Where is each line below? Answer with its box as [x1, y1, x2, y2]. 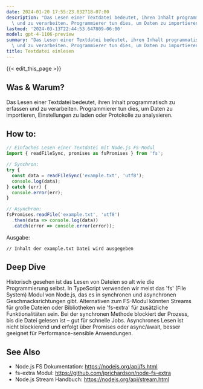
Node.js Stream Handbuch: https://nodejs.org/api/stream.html [14, 376, 170, 383]
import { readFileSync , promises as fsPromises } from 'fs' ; [6, 151, 164, 157]
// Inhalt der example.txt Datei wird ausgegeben [6, 246, 134, 252]
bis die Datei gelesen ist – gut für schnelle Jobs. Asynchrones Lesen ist [6, 316, 184, 324]
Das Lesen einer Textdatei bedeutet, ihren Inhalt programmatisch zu [6, 98, 175, 106]
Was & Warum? [6, 82, 65, 93]
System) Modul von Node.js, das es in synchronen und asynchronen [6, 291, 176, 298]
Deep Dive [6, 262, 46, 272]
